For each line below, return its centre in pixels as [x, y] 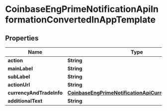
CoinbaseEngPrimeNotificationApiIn [82, 9]
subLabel [19, 77]
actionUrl [19, 85]
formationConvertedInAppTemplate [80, 20]
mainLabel [20, 68]
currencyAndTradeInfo [35, 93]
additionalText [25, 101]
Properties [22, 38]
